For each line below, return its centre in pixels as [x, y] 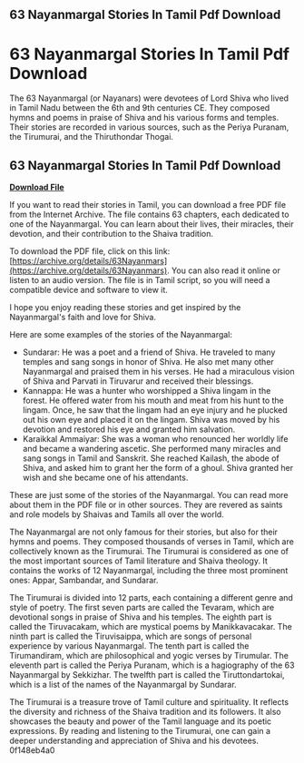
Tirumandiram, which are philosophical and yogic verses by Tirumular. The [149, 656]
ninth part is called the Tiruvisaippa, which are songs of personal [131, 636]
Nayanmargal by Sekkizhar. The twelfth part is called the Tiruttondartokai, [147, 675]
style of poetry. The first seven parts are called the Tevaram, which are [142, 608]
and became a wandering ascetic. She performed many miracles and [152, 449]
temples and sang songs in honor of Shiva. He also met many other [148, 362]
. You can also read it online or [224, 270]
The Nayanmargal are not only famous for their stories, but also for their [144, 532]
